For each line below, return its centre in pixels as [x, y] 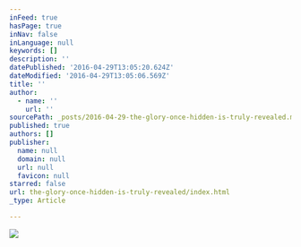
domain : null [42, 159]
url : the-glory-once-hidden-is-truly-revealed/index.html [120, 192]
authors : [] [31, 134]
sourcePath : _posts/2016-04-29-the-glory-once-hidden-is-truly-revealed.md [154, 117]
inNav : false [34, 34]
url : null [35, 167]
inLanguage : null [42, 43]
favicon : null [43, 175]
